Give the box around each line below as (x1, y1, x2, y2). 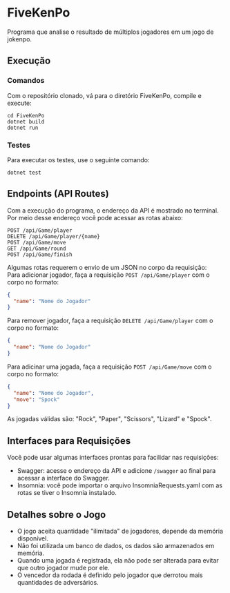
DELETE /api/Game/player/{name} (7, 233, 100, 240)
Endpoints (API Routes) (7, 188, 109, 200)
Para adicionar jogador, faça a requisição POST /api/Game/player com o (7, 271, 210, 279)
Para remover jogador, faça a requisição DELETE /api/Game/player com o (7, 316, 213, 325)
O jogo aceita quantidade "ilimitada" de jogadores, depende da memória (17, 527, 223, 536)
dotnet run (7, 124, 39, 131)
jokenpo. (7, 35, 32, 43)
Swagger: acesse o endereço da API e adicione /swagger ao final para (17, 467, 216, 475)
